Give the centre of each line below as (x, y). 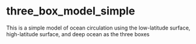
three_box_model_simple (71, 11)
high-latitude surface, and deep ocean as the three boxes (78, 34)
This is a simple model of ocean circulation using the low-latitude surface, (98, 28)
